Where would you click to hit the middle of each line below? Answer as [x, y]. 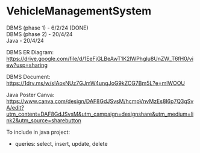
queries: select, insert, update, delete [61, 143]
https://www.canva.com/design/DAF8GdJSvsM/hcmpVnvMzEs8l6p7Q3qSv [100, 101]
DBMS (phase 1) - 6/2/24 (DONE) [47, 28]
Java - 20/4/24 [25, 40]
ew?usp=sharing [27, 65]
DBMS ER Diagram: [30, 52]
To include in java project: [38, 132]
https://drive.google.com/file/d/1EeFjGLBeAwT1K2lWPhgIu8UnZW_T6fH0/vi [100, 58]
